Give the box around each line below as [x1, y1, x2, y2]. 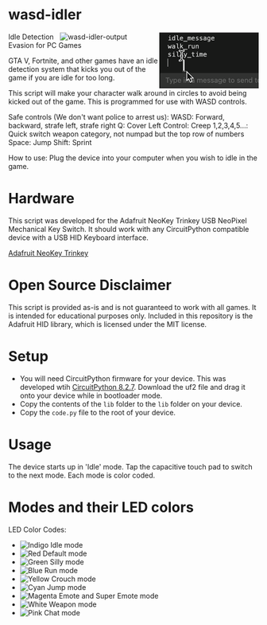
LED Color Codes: [8, 525, 67, 534]
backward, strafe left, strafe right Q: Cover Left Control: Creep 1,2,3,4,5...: [8, 120, 249, 130]
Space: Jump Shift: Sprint [8, 137, 92, 147]
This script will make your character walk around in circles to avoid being [8, 88, 247, 97]
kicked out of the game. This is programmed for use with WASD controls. [8, 96, 248, 106]
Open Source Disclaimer [8, 277, 172, 294]
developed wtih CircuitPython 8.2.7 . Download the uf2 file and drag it [19, 382, 246, 391]
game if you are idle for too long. [8, 73, 115, 82]
